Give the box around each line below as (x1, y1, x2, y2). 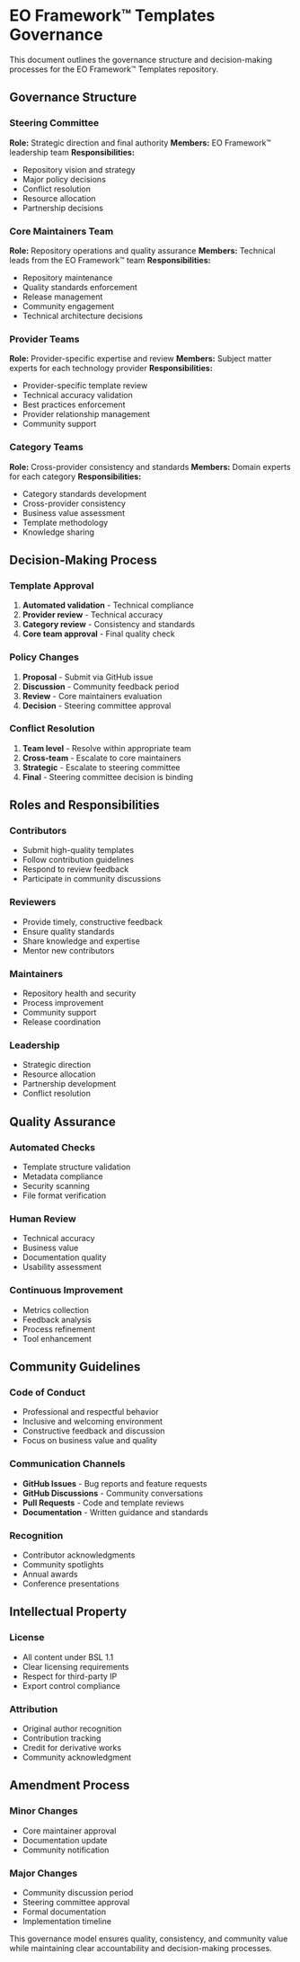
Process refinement (22, 1323, 96, 1335)
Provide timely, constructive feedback (22, 916, 163, 927)
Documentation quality (22, 1252, 107, 1263)
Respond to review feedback (22, 864, 129, 874)
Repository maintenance (22, 271, 113, 283)
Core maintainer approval (22, 1825, 117, 1836)
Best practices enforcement (22, 399, 126, 410)
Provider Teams (9, 333, 80, 345)
